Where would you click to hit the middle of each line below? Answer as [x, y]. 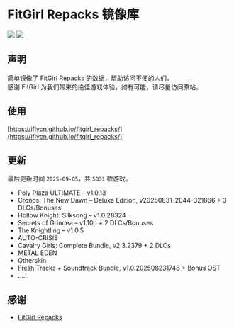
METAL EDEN [37, 253]
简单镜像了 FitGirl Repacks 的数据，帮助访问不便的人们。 [90, 78]
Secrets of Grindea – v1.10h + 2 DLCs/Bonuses [85, 223]
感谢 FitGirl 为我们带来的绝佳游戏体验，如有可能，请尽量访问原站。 [105, 86]
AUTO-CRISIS [38, 238]
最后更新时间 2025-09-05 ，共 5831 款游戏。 [70, 179]
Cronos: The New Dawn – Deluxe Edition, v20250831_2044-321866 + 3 [122, 200]
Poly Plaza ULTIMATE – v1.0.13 [62, 193]
